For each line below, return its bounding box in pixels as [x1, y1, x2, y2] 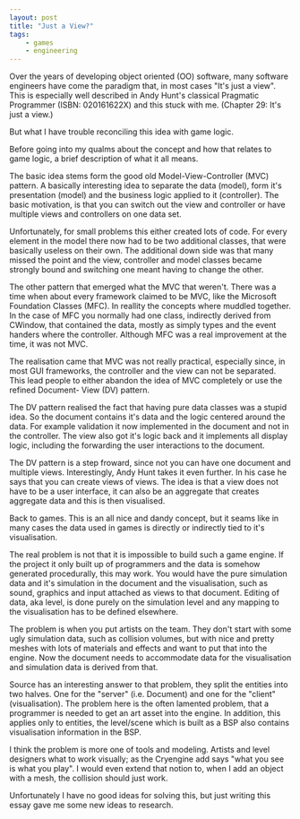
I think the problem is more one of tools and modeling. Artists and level [9, 745, 270, 755]
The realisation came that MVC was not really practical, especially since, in [9, 356, 286, 367]
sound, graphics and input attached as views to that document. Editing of [9, 588, 280, 599]
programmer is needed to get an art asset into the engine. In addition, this [9, 708, 281, 719]
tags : [9, 30, 30, 39]
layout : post [9, 13, 58, 22]
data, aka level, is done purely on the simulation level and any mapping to [9, 597, 279, 608]
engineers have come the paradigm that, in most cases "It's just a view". [9, 81, 276, 91]
